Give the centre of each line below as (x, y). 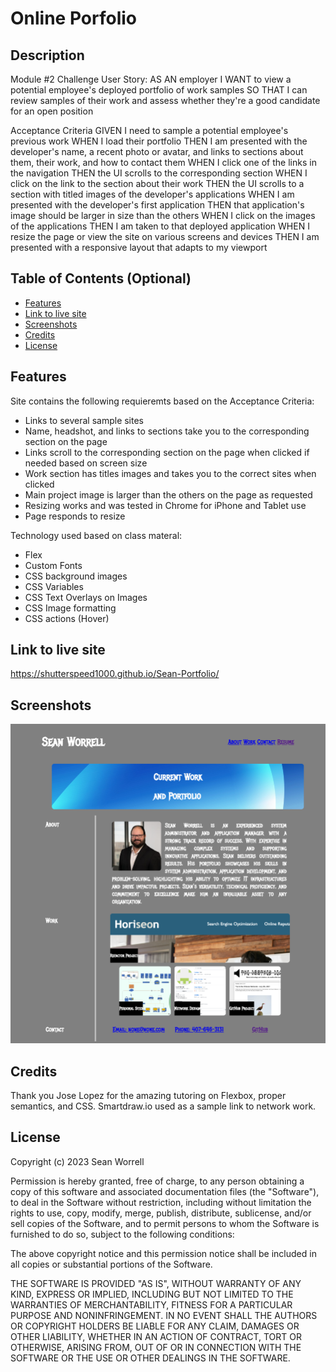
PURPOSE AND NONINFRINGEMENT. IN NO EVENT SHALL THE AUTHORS (164, 1315)
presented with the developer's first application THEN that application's (157, 205)
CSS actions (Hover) (67, 618)
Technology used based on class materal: (96, 535)
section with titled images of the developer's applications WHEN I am (152, 194)
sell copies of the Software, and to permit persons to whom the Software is (165, 1223)
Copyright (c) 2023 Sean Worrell (77, 1161)
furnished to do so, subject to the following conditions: (122, 1234)
